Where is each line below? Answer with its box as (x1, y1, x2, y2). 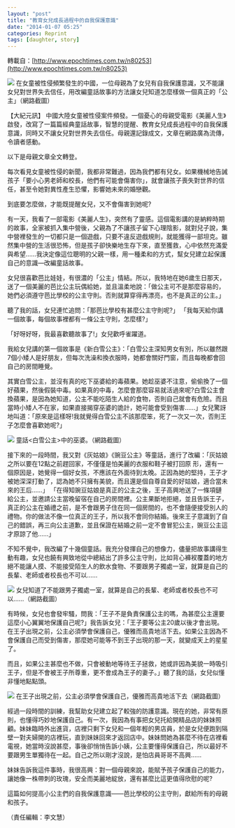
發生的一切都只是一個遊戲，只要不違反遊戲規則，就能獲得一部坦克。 (25, 232, 222, 241)
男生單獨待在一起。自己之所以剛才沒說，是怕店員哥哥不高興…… (19, 751, 202, 759)
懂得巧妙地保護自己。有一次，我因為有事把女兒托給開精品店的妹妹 (25, 716, 215, 724)
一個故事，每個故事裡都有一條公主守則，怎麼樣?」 (7, 315, 152, 323)
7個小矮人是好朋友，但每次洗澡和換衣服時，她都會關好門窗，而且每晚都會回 (7, 354, 225, 362)
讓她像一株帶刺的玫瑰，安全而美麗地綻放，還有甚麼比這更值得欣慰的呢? (7, 775, 213, 783)
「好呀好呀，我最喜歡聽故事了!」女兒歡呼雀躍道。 (7, 330, 150, 338)
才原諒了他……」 (7, 530, 55, 538)
